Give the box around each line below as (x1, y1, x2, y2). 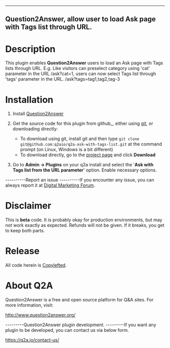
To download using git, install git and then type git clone (20, 135, 140, 142)
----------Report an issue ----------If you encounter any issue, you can (5, 177, 154, 183)
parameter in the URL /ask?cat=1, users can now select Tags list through (5, 71, 156, 77)
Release (5, 246, 39, 257)
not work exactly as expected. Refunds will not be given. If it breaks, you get (5, 222, 164, 228)
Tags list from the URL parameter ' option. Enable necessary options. (12, 167, 157, 173)
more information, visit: (5, 302, 54, 308)
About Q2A (5, 280, 53, 292)
